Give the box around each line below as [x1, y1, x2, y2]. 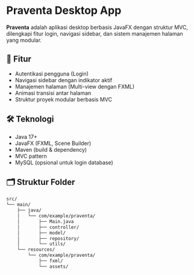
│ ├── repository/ [17, 235, 80, 242]
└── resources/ [17, 247, 55, 253]
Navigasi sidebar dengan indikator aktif [14, 76, 113, 83]
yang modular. [6, 36, 42, 44]
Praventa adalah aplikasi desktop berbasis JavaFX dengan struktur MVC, [6, 24, 189, 31]
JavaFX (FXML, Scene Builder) [14, 140, 92, 147]
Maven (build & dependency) [14, 146, 87, 153]
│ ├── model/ [17, 230, 66, 236]
